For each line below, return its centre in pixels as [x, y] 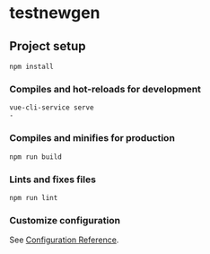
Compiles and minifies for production [92, 138]
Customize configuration [65, 220]
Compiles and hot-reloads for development [105, 89]
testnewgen [55, 13]
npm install [31, 66]
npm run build [36, 157]
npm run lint [34, 197]
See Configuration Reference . [64, 240]
